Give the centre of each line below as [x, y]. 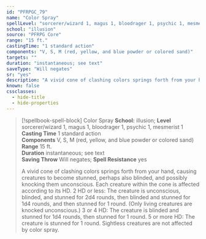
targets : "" [21, 57]
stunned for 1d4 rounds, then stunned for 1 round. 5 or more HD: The [108, 216]
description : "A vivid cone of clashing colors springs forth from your [101, 80]
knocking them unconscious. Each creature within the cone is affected [110, 184]
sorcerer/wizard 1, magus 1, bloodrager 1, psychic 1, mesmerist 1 [102, 127]
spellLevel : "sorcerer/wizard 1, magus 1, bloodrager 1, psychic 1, [96, 23]
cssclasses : [21, 92]
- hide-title [29, 97]
